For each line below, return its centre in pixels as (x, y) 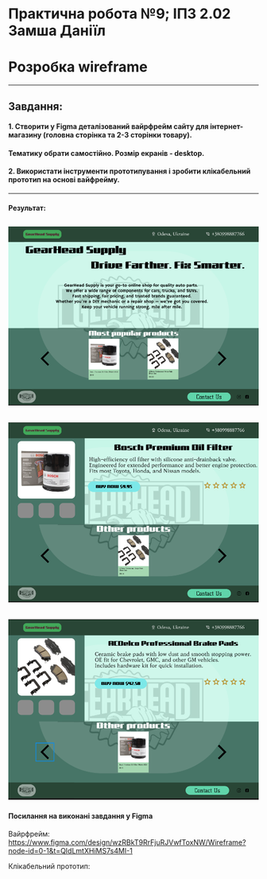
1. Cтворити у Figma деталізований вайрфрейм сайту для (108, 126)
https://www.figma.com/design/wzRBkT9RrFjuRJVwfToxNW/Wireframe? (127, 842)
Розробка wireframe (78, 67)
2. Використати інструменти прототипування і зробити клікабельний (130, 171)
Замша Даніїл (57, 31)
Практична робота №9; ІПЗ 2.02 (120, 14)
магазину (25, 135)
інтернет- (227, 126)
